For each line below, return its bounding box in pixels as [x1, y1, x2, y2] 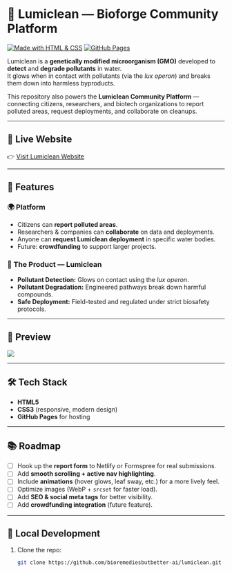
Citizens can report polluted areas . [17, 221, 118, 229]
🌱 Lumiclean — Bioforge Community [7, 6, 219, 22]
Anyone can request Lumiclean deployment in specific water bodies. [17, 235, 216, 243]
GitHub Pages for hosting [17, 413, 90, 421]
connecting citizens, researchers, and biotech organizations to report [7, 99, 204, 108]
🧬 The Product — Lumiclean [7, 260, 102, 270]
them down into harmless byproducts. [7, 79, 115, 87]
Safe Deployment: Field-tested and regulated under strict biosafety [17, 297, 210, 305]
